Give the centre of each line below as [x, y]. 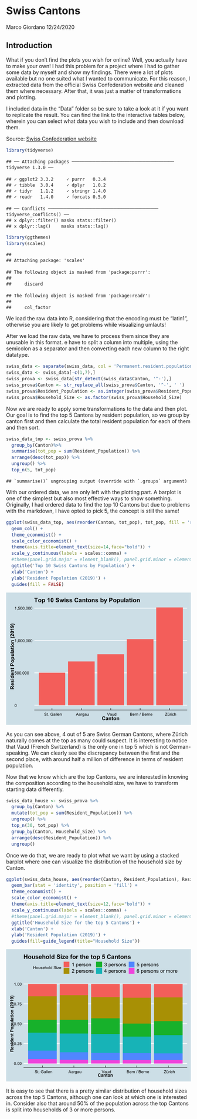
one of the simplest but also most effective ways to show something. [89, 498]
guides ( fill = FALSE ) [38, 584]
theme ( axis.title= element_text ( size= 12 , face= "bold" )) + [81, 904]
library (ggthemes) [28, 237]
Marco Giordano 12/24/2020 [40, 27]
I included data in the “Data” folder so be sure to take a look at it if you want [97, 108]
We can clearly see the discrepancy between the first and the [106, 753]
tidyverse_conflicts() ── [38, 215]
